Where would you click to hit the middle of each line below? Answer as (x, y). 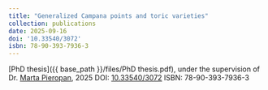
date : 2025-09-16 (38, 31)
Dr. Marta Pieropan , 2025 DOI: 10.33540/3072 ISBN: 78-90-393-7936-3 (129, 78)
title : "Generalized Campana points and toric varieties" (108, 16)
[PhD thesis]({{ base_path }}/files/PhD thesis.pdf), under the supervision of (134, 69)
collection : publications (52, 24)
